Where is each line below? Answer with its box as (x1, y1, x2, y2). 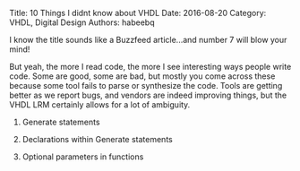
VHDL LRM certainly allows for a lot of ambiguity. (9, 99, 191, 110)
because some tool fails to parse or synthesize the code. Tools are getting (9, 81, 283, 90)
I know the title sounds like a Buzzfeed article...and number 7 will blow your (9, 35, 287, 45)
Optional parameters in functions (21, 151, 144, 162)
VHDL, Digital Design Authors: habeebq (9, 17, 155, 28)
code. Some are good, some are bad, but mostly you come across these (9, 71, 276, 81)
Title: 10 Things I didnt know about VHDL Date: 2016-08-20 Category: (9, 8, 267, 18)
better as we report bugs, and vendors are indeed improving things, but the (9, 90, 287, 100)
